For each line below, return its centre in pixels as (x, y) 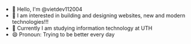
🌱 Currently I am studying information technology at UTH (82, 28)
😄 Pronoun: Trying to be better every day (63, 34)
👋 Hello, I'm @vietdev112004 (47, 9)
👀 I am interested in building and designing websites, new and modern (98, 15)
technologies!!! (30, 22)
